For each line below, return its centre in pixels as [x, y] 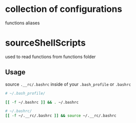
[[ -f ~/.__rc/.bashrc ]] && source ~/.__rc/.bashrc [61, 116]
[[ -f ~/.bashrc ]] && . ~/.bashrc [42, 102]
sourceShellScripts [45, 43]
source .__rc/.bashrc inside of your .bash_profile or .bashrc [68, 84]
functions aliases [23, 23]
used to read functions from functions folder [50, 57]
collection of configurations [64, 9]
